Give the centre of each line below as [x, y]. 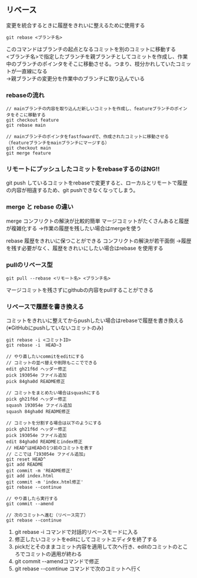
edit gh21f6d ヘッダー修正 [36, 369]
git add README [25, 465]
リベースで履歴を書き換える [45, 307]
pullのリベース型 [29, 264]
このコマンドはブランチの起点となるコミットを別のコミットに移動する [91, 49]
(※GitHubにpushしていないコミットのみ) [55, 328]
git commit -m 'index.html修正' [45, 482]
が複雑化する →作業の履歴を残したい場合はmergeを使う [74, 228]
